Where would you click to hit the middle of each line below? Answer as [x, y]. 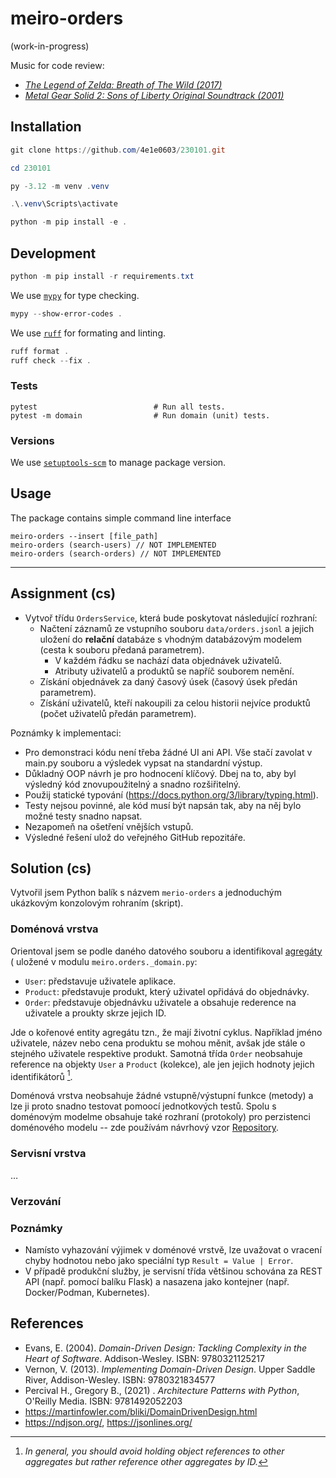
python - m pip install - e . [69, 222]
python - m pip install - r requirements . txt [102, 276]
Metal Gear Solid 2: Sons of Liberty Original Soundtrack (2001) [154, 95]
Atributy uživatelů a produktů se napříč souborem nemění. [174, 671]
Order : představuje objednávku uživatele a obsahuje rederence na [160, 1002]
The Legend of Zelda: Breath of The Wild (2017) [123, 84]
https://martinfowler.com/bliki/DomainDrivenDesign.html [141, 1411]
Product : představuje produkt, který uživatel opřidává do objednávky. [167, 991]
